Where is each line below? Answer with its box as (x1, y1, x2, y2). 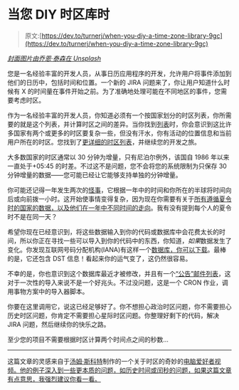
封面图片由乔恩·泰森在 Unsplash (7, 54, 102, 63)
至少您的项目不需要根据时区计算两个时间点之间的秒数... (7, 335, 169, 344)
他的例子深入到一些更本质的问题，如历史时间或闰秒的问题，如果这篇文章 (19, 366, 232, 374)
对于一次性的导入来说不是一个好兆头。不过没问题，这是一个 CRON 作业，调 (7, 278, 229, 287)
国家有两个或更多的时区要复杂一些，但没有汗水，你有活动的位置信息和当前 (13, 129, 232, 137)
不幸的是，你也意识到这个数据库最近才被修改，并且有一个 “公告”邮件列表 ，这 (7, 269, 231, 278)
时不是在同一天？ (7, 212, 58, 221)
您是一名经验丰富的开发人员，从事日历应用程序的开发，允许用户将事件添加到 (7, 69, 232, 78)
